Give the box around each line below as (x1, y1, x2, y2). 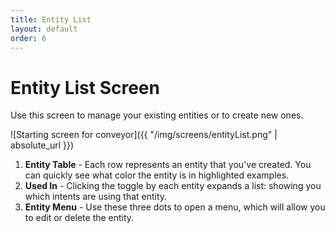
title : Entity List (10, 14, 92, 25)
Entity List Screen (10, 76, 160, 99)
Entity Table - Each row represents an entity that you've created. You (24, 159, 312, 171)
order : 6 (10, 33, 47, 43)
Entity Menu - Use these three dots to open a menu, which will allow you (24, 201, 326, 213)
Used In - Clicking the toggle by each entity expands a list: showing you (24, 180, 322, 192)
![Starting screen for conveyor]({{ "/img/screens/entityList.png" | (10, 129, 278, 141)
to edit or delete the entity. (24, 212, 135, 224)
